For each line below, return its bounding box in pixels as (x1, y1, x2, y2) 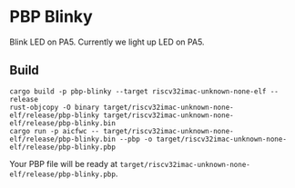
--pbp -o (119, 134, 153, 143)
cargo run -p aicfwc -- (9, 126, 100, 135)
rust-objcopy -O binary (9, 103, 100, 112)
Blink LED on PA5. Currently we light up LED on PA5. (9, 36, 205, 47)
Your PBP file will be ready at (9, 158, 118, 169)
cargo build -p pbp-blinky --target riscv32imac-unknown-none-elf (9, 86, 267, 96)
